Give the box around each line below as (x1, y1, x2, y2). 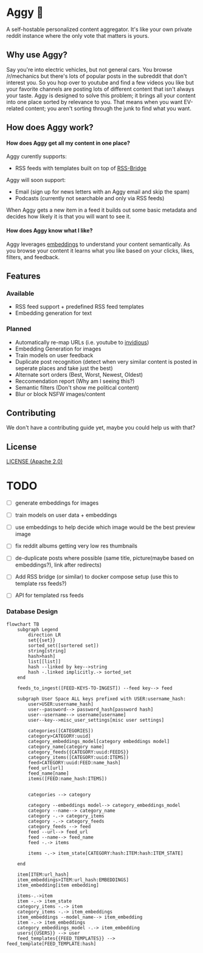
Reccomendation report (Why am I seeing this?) (15, 377, 135, 385)
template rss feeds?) (15, 580, 67, 587)
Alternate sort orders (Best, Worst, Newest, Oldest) (15, 371, 143, 378)
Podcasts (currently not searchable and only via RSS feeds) (15, 195, 165, 202)
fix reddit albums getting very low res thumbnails (15, 542, 138, 550)
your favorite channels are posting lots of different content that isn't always (6, 85, 194, 93)
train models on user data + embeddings (15, 511, 117, 519)
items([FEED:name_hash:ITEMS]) (28, 775, 108, 781)
